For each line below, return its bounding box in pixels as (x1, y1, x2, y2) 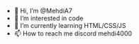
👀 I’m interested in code (13, 14, 84, 22)
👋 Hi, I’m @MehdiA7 (13, 7, 73, 15)
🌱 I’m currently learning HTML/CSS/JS (13, 22, 126, 29)
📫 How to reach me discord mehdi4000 (13, 29, 133, 38)
